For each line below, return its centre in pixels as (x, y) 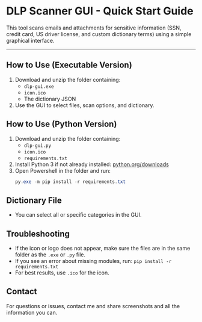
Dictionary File (34, 200)
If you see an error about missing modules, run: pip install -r (93, 261)
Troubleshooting (38, 234)
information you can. (32, 312)
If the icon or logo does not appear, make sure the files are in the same (103, 249)
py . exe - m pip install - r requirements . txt (70, 182)
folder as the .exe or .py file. (50, 255)
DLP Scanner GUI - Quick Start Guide (100, 11)
